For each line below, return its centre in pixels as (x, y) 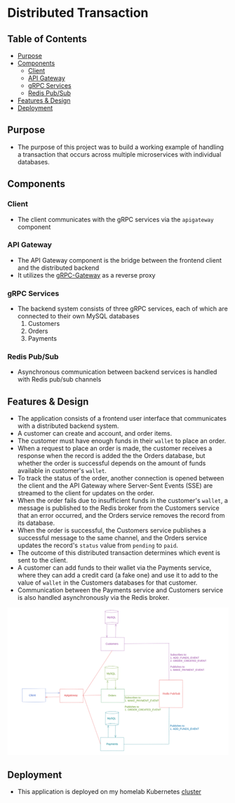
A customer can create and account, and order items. (95, 433)
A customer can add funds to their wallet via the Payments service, (114, 568)
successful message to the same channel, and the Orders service (112, 538)
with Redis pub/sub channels (59, 379)
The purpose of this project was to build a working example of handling (121, 147)
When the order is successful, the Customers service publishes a (112, 530)
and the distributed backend (58, 268)
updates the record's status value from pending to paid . (98, 545)
